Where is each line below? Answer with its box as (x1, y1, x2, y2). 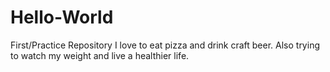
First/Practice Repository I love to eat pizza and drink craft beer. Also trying (10, 39, 320, 51)
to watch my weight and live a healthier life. (10, 49, 190, 61)
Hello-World (10, 6, 114, 29)
